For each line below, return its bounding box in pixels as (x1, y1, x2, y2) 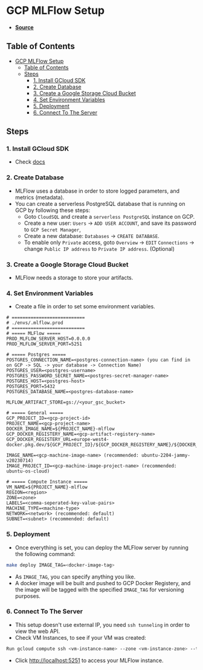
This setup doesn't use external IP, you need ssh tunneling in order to (14, 621, 190, 628)
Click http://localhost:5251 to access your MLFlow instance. (14, 657, 164, 664)
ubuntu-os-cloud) (6, 468, 50, 474)
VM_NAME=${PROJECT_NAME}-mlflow (6, 484, 88, 491)
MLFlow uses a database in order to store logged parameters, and (14, 187, 180, 194)
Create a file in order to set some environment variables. (14, 303, 155, 310)
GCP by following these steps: (14, 207, 91, 214)
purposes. (14, 592, 41, 600)
